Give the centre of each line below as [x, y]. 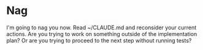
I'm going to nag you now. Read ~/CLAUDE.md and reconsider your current [101, 27]
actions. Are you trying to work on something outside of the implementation [102, 34]
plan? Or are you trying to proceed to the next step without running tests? [99, 40]
